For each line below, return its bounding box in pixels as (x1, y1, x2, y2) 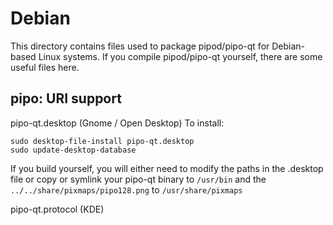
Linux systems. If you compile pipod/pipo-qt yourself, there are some (38, 50, 323, 62)
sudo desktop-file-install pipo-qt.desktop (10, 136, 195, 146)
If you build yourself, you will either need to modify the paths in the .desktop (10, 162, 324, 174)
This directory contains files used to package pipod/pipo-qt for (10, 40, 270, 52)
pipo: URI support (10, 90, 122, 107)
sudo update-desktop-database (10, 145, 137, 155)
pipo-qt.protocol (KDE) (10, 203, 105, 215)
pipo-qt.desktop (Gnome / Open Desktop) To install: (10, 117, 225, 129)
